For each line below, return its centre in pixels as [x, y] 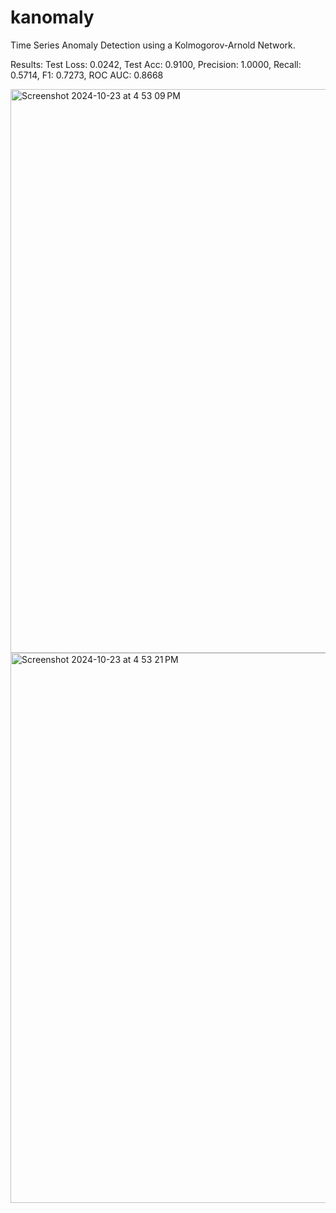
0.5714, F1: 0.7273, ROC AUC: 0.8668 [87, 75]
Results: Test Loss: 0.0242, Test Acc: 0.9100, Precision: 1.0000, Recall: [156, 64]
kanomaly [52, 17]
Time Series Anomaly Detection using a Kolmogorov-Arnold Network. [153, 45]
